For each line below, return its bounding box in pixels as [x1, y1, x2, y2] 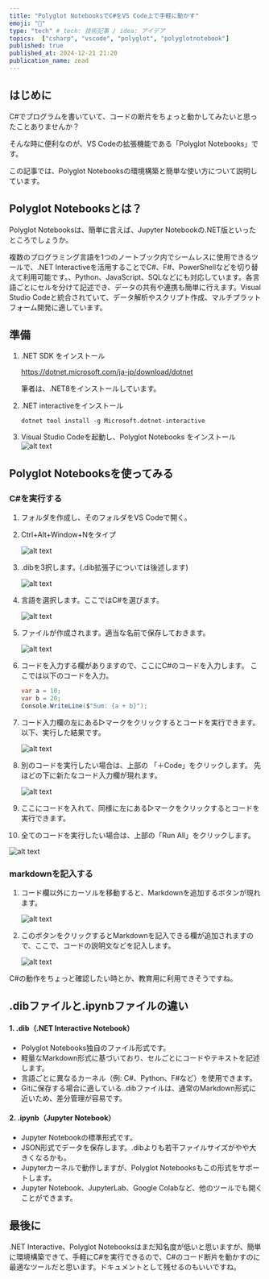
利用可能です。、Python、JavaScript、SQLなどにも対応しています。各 [23, 272, 253, 282]
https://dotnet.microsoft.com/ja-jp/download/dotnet [20, 368, 193, 377]
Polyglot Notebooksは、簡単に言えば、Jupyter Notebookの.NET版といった [9, 225, 257, 235]
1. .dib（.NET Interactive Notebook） [9, 1023, 134, 1032]
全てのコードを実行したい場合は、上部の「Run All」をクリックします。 [20, 830, 256, 840]
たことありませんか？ [9, 122, 80, 131]
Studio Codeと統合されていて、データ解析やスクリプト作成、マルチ [9, 292, 233, 302]
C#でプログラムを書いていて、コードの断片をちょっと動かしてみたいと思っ [9, 111, 258, 121]
